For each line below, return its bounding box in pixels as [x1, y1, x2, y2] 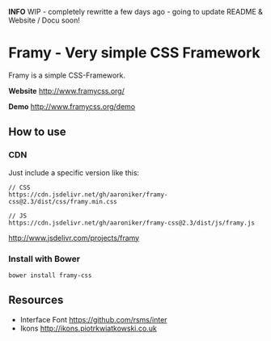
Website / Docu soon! [8, 15, 81, 25]
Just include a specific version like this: [8, 167, 140, 177]
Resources [8, 293, 64, 307]
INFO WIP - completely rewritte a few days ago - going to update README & [8, 7, 263, 16]
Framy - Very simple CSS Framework [8, 44, 260, 62]
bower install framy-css [8, 271, 92, 280]
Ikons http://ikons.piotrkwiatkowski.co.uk [19, 323, 158, 333]
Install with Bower [8, 253, 81, 264]
